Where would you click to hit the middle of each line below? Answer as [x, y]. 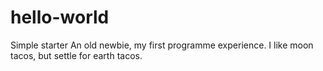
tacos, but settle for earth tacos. [76, 55]
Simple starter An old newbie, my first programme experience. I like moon [162, 45]
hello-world [60, 17]
